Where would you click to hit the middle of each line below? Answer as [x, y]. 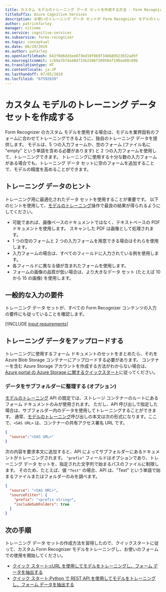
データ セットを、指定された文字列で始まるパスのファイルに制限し [91, 464]
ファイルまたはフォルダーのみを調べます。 [57, 476]
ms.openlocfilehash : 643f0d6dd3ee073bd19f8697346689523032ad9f [72, 56]
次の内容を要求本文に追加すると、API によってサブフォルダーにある [74, 452]
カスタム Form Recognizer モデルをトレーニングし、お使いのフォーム [88, 549]
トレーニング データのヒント [48, 186]
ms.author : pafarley [26, 51]
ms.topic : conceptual [27, 42]
